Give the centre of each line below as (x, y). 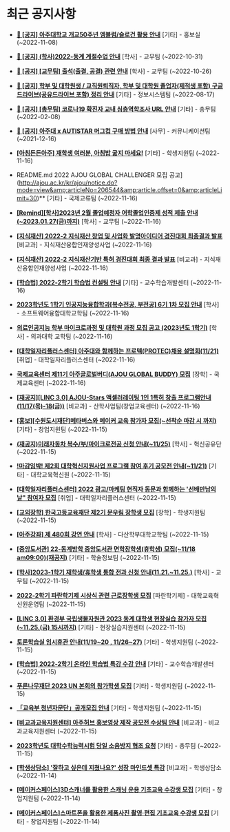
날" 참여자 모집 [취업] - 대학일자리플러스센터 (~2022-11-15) (96, 497)
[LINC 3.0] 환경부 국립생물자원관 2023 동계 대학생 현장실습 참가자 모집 (112, 618)
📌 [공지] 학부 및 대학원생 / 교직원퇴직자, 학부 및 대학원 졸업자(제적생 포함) (113, 85)
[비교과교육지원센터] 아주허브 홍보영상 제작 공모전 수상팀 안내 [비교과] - (112, 722)
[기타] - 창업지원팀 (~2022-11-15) (62, 429)
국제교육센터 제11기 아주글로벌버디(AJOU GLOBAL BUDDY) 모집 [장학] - (114, 374)
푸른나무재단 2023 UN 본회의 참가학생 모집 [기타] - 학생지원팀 (100, 685)
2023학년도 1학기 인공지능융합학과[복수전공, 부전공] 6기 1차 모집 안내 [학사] (118, 304)
